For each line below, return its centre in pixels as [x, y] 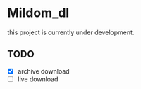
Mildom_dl [38, 13]
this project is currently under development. [71, 32]
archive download [43, 71]
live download [38, 79]
